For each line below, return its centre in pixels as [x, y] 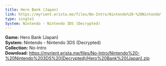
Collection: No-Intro [26, 48]
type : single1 [20, 19]
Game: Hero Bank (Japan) [32, 37]
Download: [17, 53]
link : [11, 14]
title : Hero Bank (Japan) [32, 10]
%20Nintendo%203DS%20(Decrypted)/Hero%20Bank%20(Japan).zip [77, 58]
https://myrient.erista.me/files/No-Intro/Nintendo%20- [84, 53]
